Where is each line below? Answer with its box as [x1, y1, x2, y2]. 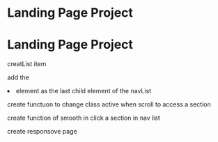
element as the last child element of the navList [16, 87, 152, 95]
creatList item [7, 60, 47, 68]
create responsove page [7, 127, 78, 136]
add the [7, 73, 29, 81]
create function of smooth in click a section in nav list [7, 113, 160, 123]
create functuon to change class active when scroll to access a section [7, 100, 211, 109]
